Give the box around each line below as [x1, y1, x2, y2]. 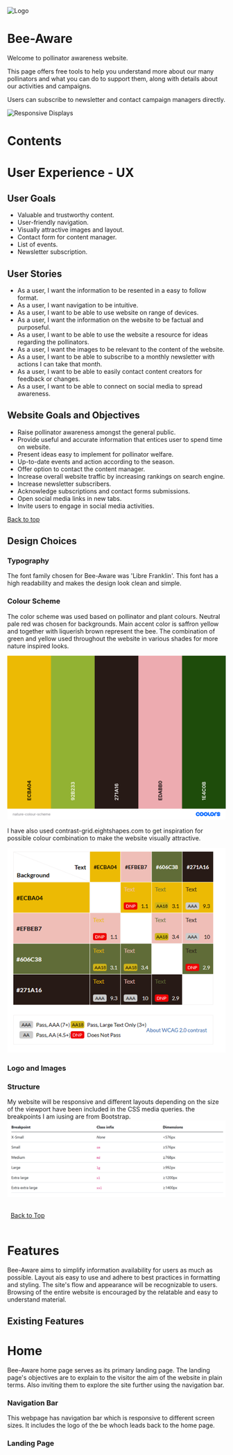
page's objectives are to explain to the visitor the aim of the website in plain [7, 1373, 223, 1381]
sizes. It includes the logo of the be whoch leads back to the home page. [7, 1421, 215, 1429]
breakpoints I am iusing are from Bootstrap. [7, 1112, 131, 1121]
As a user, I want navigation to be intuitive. [17, 300, 139, 309]
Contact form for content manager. [17, 233, 117, 241]
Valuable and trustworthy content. [17, 211, 114, 219]
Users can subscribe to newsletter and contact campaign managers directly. [7, 95, 226, 103]
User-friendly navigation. [17, 219, 89, 227]
